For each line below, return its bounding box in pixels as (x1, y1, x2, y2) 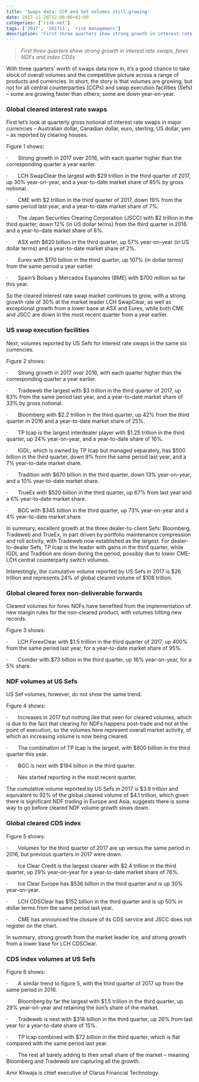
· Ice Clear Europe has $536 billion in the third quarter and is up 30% (6, 880, 183, 887)
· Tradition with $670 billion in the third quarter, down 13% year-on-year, (6, 471, 192, 478)
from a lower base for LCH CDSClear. (6, 940, 97, 947)
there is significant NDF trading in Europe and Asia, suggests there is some (6, 798, 190, 805)
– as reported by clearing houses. (6, 132, 89, 139)
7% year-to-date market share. (6, 459, 82, 466)
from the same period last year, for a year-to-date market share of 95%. (6, 644, 182, 652)
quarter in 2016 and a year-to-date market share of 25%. (6, 417, 146, 425)
